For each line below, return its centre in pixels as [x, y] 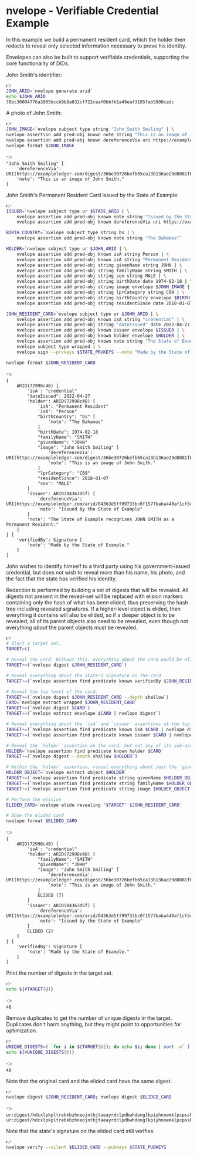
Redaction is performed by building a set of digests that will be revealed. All [97, 590]
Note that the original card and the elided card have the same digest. [89, 1081]
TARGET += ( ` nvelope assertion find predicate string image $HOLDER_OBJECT [98, 789]
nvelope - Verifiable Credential [82, 11]
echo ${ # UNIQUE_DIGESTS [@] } [40, 1052]
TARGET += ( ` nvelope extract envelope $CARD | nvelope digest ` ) [84, 714]
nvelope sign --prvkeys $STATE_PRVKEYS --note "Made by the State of [103, 352]
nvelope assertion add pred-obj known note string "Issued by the [99, 217]
